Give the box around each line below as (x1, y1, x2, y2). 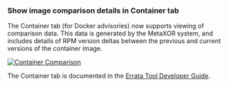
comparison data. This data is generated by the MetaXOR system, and (7, 29, 214, 37)
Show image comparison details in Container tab (7, 6, 180, 16)
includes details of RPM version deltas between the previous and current (7, 37, 221, 45)
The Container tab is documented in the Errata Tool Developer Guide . (7, 71, 211, 80)
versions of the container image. (7, 45, 103, 53)
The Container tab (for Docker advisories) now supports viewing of (7, 22, 204, 30)
